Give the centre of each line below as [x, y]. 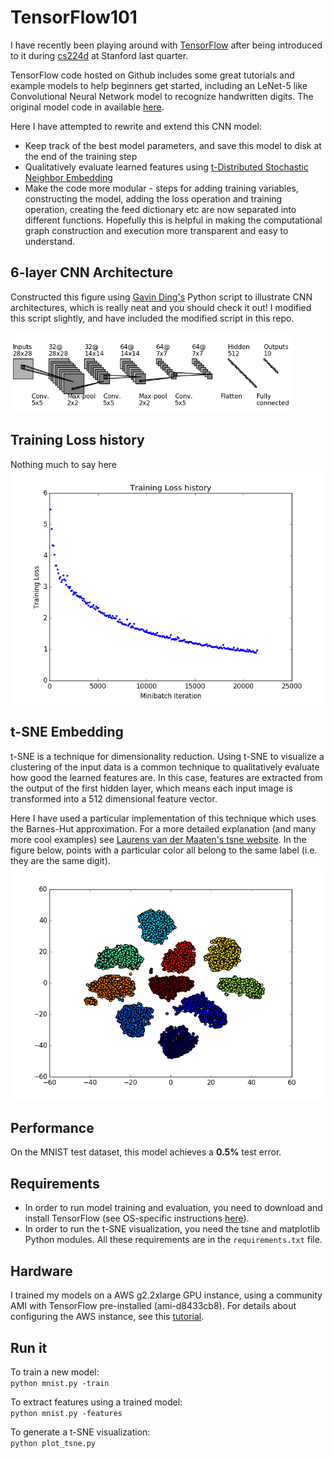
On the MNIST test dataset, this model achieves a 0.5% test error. [146, 1152]
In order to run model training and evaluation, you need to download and [173, 1208]
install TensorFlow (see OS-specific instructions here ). [137, 1218]
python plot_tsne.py [53, 1443]
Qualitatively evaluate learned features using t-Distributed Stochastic [166, 167]
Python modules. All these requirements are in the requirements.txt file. [173, 1240]
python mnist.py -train [60, 1383]
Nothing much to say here [64, 464]
